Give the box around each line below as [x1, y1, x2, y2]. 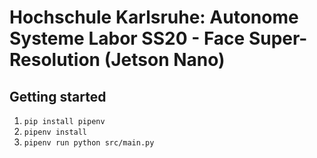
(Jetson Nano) [103, 49, 226, 71]
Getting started [9, 88, 107, 105]
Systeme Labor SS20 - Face [9, 27, 246, 50]
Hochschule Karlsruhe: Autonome [9, 6, 299, 29]
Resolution [9, 49, 101, 71]
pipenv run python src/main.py [23, 138, 155, 148]
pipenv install [23, 127, 88, 137]
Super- [248, 27, 308, 50]
